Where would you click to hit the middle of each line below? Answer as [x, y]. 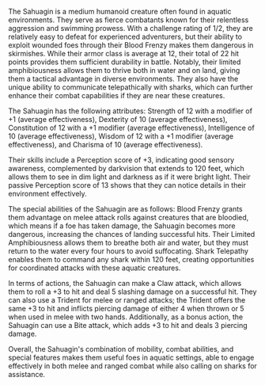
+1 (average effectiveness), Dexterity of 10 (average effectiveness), [118, 119]
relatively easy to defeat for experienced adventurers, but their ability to [125, 36]
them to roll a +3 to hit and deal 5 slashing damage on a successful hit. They [132, 292]
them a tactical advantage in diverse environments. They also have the [123, 79]
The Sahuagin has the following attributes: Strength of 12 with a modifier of [131, 111]
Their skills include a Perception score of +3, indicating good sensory [121, 160]
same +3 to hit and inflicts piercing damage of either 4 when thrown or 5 [126, 309]
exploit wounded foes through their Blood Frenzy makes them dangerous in [131, 45]
